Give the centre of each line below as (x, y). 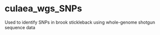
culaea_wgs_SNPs (43, 9)
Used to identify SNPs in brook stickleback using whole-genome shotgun (80, 22)
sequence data (20, 27)
